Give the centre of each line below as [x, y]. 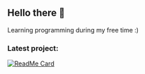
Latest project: [33, 48]
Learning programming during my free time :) [73, 30]
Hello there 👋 [36, 13]
